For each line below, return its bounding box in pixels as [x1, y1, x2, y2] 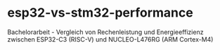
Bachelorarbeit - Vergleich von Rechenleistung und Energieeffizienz [7, 28, 204, 36]
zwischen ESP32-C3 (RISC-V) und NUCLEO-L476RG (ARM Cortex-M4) [7, 35, 214, 43]
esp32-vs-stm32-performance [7, 5, 193, 21]
